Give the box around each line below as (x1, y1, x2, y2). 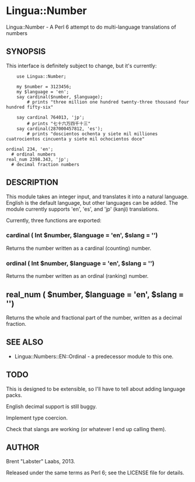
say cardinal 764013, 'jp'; (16, 114, 85, 120)
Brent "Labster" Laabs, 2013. (6, 458, 75, 465)
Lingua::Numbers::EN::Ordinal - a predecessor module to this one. (14, 353, 174, 360)
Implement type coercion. (6, 414, 68, 421)
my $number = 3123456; (16, 84, 72, 89)
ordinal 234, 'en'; (6, 146, 54, 152)
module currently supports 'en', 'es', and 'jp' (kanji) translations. (6, 205, 159, 212)
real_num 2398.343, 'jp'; (6, 156, 69, 162)
